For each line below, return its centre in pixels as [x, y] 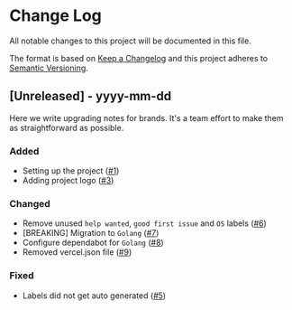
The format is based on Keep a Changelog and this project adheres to [139, 58]
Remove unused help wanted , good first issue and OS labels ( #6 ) [145, 223]
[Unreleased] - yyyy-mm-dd [91, 96]
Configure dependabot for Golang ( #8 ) [93, 243]
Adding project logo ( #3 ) [68, 181]
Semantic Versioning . [49, 68]
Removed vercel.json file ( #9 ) [77, 252]
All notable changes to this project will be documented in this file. [131, 41]
